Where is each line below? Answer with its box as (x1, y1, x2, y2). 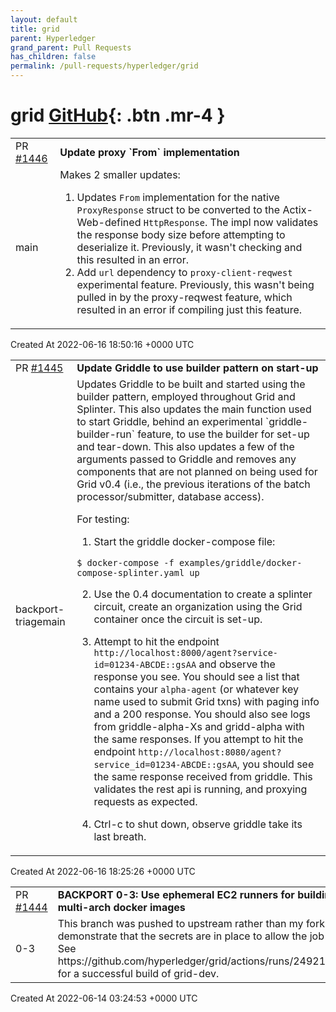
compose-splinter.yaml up (76, 567, 200, 578)
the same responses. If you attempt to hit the (93, 732, 304, 746)
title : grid (10, 24, 60, 34)
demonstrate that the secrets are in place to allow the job (57, 929, 325, 943)
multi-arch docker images (57, 900, 186, 914)
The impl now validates (209, 215, 319, 229)
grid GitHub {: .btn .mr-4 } (10, 104, 226, 127)
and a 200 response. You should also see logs (93, 707, 311, 721)
